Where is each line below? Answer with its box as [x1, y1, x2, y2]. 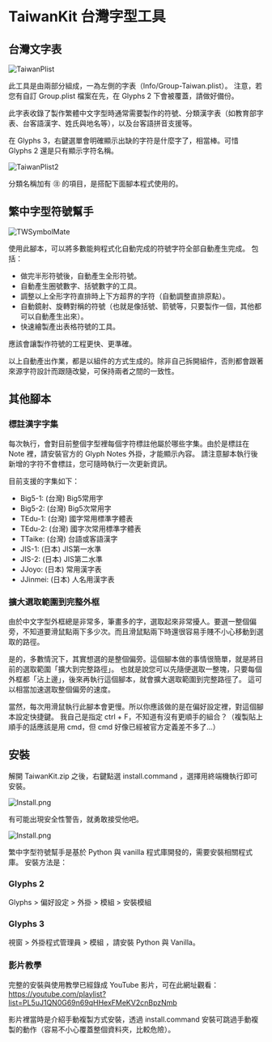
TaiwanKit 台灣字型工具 [8, 7, 166, 26]
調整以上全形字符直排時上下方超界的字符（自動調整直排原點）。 [19, 291, 230, 301]
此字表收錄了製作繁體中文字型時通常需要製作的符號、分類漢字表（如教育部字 [8, 109, 264, 118]
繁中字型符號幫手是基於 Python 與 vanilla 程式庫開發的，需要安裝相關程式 [8, 847, 253, 856]
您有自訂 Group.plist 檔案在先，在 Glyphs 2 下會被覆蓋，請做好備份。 [8, 91, 239, 101]
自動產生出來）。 [34, 311, 88, 321]
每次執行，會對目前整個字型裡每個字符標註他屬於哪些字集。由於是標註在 [8, 439, 249, 448]
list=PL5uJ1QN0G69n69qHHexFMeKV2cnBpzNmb [8, 997, 178, 1007]
